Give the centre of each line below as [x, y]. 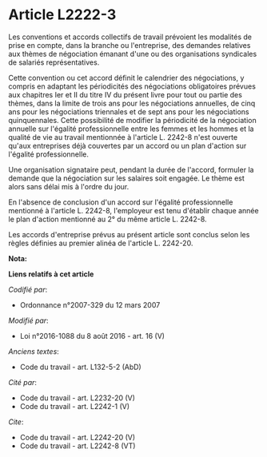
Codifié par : [28, 289]
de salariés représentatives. [54, 62]
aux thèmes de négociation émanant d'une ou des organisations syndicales [133, 54]
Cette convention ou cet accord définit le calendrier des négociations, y [126, 77]
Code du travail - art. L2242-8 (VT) [78, 446]
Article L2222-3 [62, 15]
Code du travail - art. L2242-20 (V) [78, 437]
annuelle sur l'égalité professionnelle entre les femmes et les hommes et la [131, 129]
